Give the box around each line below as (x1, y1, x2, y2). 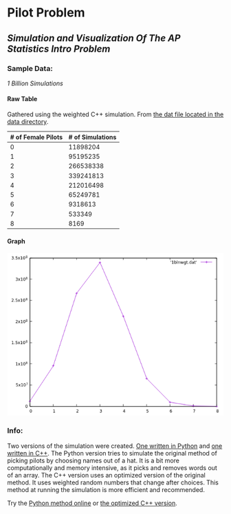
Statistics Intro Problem (7, 43, 111, 54)
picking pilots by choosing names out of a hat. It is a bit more (7, 456, 180, 464)
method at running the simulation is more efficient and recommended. (7, 485, 205, 493)
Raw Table (7, 95, 38, 103)
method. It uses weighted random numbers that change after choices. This (7, 478, 219, 486)
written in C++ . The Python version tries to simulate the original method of (7, 449, 218, 457)
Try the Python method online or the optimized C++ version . (7, 499, 177, 507)
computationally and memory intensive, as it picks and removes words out (7, 463, 218, 472)
